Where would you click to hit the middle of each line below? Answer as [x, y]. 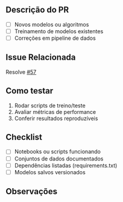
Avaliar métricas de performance [55, 112]
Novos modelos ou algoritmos [52, 24]
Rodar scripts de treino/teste [50, 106]
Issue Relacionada [41, 58]
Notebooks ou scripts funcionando [57, 152]
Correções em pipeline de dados [55, 38]
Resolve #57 [21, 72]
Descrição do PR [37, 10]
